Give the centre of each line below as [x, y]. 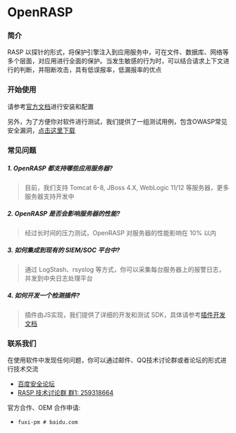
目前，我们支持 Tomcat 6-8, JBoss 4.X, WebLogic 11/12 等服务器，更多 [127, 187]
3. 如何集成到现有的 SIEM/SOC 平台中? [64, 250]
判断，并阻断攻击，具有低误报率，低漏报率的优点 [91, 70]
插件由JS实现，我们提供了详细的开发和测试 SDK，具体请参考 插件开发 [125, 315]
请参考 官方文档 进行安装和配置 [50, 106]
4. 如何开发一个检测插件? [44, 296]
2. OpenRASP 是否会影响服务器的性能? [64, 214]
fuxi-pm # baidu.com [48, 422]
